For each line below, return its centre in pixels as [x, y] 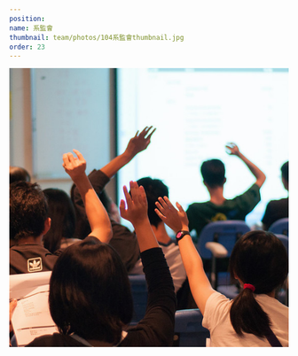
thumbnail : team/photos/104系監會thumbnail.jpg [97, 37]
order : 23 [27, 47]
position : [27, 19]
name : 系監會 [31, 28]
